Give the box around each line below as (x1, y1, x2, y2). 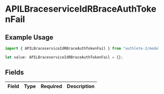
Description (66, 83, 95, 90)
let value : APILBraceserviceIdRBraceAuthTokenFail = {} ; (5, 55, 123, 59)
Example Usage (5, 33, 54, 41)
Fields (5, 68, 24, 76)
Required (41, 83, 62, 90)
